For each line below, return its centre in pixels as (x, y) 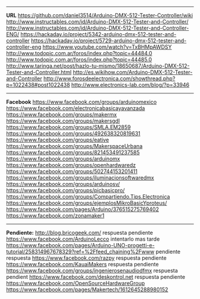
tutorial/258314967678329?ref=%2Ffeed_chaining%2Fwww (80, 251)
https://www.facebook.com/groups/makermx (62, 114)
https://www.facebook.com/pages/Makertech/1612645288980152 (87, 289)
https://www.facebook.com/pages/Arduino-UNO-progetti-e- (80, 245)
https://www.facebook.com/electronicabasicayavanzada (76, 108)
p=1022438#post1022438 (38, 85)
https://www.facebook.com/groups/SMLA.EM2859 (68, 127)
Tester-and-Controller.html (39, 72)
